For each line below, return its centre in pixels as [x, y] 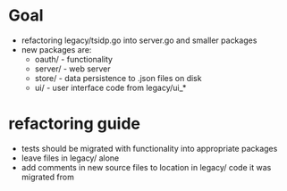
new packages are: [56, 49]
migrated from [48, 177]
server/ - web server [72, 69]
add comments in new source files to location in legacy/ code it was [146, 167]
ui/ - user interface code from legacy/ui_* [110, 87]
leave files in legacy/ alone [70, 158]
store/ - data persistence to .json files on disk [118, 78]
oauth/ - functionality [74, 59]
